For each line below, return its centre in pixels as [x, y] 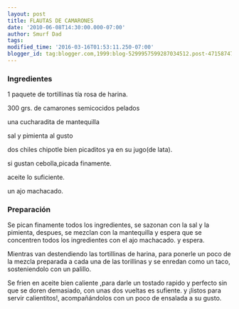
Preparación [29, 210]
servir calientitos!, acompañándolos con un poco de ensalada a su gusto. [115, 298]
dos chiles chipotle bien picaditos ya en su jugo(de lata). [90, 150]
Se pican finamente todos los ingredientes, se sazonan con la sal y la [108, 225]
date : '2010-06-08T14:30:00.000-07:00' [67, 27]
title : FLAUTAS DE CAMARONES [51, 21]
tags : [15, 41]
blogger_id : [25, 54]
